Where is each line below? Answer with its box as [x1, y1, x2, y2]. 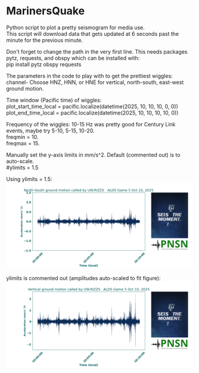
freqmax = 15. [6, 139, 40, 147]
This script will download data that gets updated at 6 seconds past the [6, 30, 179, 37]
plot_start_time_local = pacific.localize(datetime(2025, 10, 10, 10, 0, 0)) [6, 102, 179, 110]
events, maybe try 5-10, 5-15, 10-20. [6, 127, 95, 134]
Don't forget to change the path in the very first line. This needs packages [6, 48, 188, 55]
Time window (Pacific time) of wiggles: [6, 97, 102, 104]
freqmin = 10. [6, 133, 39, 141]
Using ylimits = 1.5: [6, 175, 52, 182]
